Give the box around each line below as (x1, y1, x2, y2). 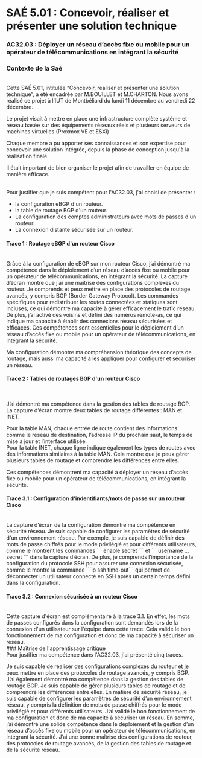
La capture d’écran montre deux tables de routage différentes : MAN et (6, 406, 183, 413)
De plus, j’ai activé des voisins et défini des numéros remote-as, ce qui (6, 311, 182, 318)
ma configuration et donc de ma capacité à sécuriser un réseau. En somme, (6, 714, 195, 721)
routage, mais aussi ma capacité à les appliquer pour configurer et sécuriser (6, 355, 196, 362)
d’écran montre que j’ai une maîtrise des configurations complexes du (6, 279, 180, 286)
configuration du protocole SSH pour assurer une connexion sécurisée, (6, 560, 183, 567)
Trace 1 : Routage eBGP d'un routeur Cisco (6, 240, 115, 247)
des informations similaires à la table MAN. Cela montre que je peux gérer (6, 450, 189, 457)
